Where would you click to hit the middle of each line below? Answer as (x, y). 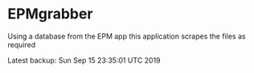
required (22, 44)
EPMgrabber (50, 14)
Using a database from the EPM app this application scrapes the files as (127, 36)
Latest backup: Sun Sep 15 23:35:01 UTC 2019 (84, 60)
